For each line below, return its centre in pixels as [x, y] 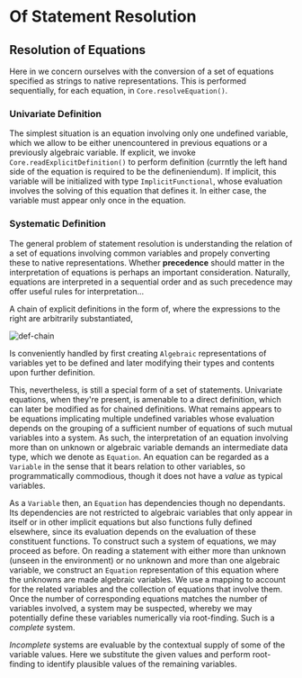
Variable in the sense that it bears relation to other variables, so [127, 466]
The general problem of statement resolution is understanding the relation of [151, 243]
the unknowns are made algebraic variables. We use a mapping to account [147, 579]
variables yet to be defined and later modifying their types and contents [142, 363]
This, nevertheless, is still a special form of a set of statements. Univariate [146, 390]
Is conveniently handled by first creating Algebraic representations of [138, 353]
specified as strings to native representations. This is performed [128, 81]
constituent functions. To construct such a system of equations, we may [143, 541]
